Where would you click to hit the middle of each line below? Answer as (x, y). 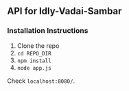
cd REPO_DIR (34, 53)
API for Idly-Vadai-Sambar (64, 11)
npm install (34, 61)
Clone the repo (38, 45)
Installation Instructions (48, 31)
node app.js (34, 68)
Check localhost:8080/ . (41, 81)
